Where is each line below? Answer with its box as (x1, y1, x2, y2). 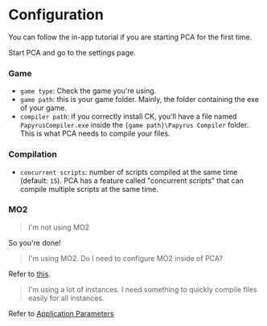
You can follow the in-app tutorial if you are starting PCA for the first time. (8, 32, 253, 42)
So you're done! (8, 238, 62, 247)
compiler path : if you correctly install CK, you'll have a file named (19, 112, 237, 121)
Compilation (8, 149, 58, 160)
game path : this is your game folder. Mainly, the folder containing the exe (19, 95, 260, 104)
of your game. (19, 103, 67, 113)
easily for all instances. (27, 293, 105, 303)
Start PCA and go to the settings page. (8, 47, 136, 57)
